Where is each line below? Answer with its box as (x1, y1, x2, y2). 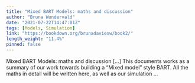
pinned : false (6, 42, 41, 48)
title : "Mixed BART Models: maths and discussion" (6, 8, 134, 15)
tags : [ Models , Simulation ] (6, 25, 76, 31)
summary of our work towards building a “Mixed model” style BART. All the (6, 64, 189, 71)
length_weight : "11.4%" (6, 36, 65, 42)
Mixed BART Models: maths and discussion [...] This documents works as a (6, 57, 190, 65)
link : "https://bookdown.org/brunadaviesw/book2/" (6, 31, 134, 36)
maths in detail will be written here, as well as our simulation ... (6, 70, 158, 77)
